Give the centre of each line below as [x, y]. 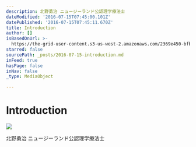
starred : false [24, 50]
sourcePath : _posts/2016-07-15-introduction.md [65, 55]
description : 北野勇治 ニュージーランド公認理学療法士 [66, 11]
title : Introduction [31, 28]
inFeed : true [22, 60]
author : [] [19, 33]
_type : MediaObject [30, 76]
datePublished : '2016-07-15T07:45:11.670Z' [60, 22]
